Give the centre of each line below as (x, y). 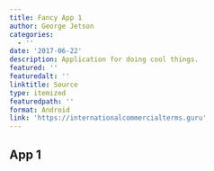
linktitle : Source (44, 85)
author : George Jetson (52, 26)
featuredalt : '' (40, 76)
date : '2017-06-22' (46, 51)
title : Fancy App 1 (46, 18)
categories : (31, 34)
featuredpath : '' (42, 101)
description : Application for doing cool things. (104, 59)
